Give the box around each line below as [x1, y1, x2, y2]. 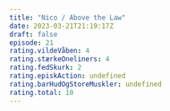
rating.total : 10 [9, 88, 74, 97]
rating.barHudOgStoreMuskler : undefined [9, 80, 163, 89]
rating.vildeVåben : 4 [9, 47, 90, 55]
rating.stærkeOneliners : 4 [9, 55, 110, 64]
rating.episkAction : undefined [9, 72, 126, 81]
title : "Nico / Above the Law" [9, 13, 126, 22]
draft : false [9, 30, 58, 38]
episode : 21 [9, 38, 54, 47]
